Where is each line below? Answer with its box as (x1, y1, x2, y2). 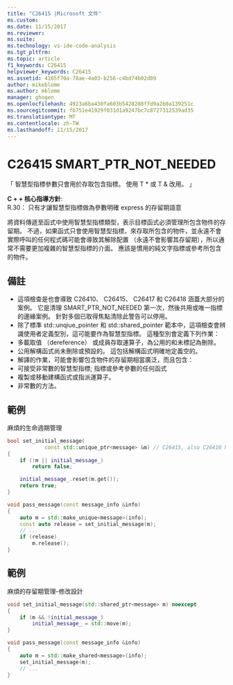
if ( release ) (19, 534, 58, 541)
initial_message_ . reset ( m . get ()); (19, 476, 119, 483)
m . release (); (32, 540, 70, 547)
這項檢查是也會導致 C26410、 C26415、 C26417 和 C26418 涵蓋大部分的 (17, 295, 225, 303)
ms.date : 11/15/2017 (7, 23, 67, 30)
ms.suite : (7, 36, 36, 43)
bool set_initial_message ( (7, 437, 85, 444)
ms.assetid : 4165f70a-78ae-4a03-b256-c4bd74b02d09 (7, 74, 157, 82)
